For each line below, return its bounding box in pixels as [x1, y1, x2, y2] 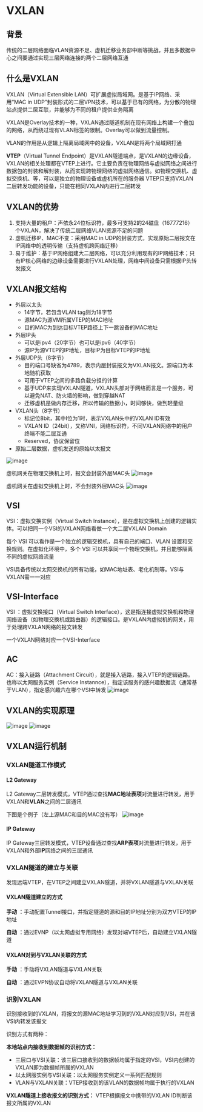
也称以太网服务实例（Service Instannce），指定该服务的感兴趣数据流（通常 [6, 678, 192, 685]
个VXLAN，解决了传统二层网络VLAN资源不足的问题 [15, 227, 144, 234]
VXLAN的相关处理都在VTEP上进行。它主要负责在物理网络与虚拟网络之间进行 [6, 159, 198, 167]
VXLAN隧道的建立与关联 [6, 864, 79, 872]
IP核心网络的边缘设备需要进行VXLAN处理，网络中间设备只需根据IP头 [20, 257, 192, 264]
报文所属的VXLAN [6, 1099, 52, 1107]
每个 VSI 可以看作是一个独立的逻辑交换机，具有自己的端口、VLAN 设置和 [6, 538, 188, 545]
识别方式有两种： [6, 1031, 49, 1038]
